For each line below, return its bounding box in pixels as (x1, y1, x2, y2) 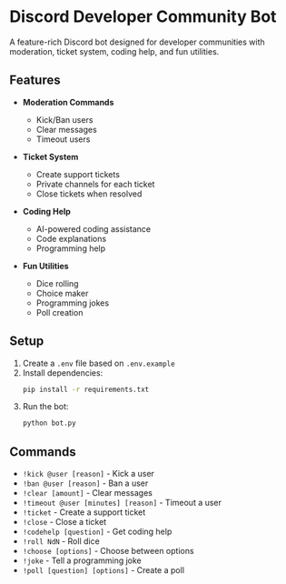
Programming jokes (35, 297, 110, 308)
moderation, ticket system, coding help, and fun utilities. (9, 45, 220, 56)
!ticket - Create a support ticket (22, 507, 146, 518)
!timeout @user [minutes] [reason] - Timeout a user (22, 498, 222, 508)
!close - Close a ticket (22, 517, 107, 528)
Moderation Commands (22, 96, 114, 107)
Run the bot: (22, 401, 69, 412)
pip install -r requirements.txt (22, 385, 150, 394)
